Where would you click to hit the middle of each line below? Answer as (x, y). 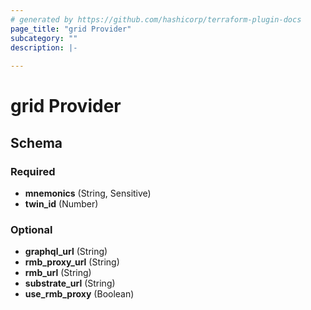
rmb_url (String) (58, 273)
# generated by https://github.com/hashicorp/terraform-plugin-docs (156, 19)
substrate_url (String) (70, 283)
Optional (31, 229)
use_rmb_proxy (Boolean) (79, 294)
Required (33, 171)
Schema (36, 142)
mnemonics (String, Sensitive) (88, 193)
